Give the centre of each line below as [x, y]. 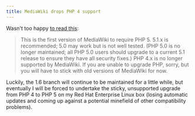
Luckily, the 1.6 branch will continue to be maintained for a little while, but [95, 82]
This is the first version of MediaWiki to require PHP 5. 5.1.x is [94, 39]
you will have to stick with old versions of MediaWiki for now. [94, 70]
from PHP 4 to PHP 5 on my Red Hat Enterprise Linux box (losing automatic [97, 94]
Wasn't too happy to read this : [43, 28]
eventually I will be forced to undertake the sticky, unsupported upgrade [93, 88]
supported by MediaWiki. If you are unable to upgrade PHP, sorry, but [105, 64]
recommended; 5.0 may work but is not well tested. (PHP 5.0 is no [100, 46]
